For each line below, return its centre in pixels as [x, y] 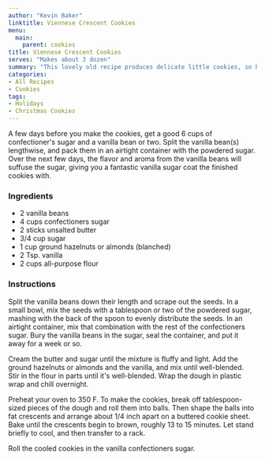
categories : [28, 74]
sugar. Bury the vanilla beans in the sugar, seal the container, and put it [123, 335]
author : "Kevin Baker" [45, 15]
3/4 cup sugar [43, 239]
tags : [17, 96]
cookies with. [30, 176]
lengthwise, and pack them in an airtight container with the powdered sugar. [132, 150]
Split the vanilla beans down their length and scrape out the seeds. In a [123, 301]
